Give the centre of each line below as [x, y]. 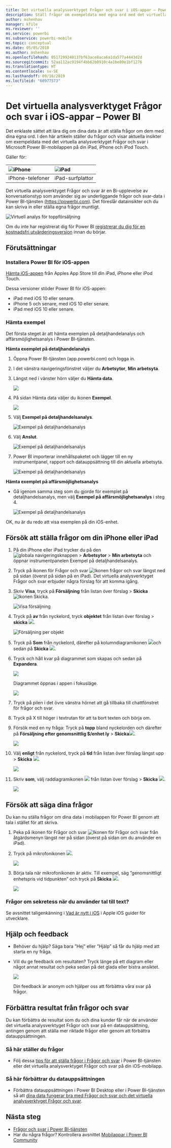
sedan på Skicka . [35, 649]
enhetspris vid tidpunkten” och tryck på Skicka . [66, 879]
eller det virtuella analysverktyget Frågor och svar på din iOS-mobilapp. [88, 1066]
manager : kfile [22, 24]
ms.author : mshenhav [28, 52]
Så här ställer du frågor [35, 1049]
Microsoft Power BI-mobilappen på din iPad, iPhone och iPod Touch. [77, 147]
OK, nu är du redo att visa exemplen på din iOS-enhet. [62, 522]
